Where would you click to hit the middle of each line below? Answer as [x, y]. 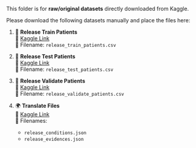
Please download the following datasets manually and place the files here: [98, 20]
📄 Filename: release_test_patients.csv [64, 69]
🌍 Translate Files [37, 106]
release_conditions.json [55, 133]
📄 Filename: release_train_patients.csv [65, 45]
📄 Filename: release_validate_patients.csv [70, 94]
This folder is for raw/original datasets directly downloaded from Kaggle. [97, 9]
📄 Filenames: [31, 121]
